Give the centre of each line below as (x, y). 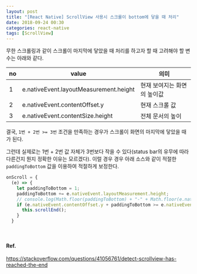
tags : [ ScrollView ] (30, 33)
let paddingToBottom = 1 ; (48, 188)
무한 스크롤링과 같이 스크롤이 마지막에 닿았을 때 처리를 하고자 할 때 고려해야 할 (95, 51)
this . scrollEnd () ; (44, 210)
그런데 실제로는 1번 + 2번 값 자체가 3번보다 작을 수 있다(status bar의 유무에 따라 (98, 152)
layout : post (22, 11)
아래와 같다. (30, 58)
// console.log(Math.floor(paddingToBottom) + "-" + (82, 199)
